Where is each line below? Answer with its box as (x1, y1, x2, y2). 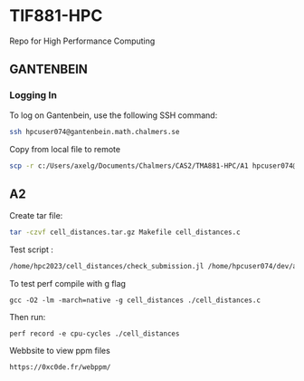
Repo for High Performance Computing (9, 35, 156, 46)
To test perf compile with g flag (9, 278, 127, 288)
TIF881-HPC (9, 5, 103, 26)
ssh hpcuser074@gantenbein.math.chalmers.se (9, 127, 180, 136)
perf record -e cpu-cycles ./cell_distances (9, 328, 180, 338)
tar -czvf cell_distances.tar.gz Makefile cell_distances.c (9, 228, 242, 237)
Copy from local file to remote (9, 143, 120, 154)
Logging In (9, 89, 57, 102)
